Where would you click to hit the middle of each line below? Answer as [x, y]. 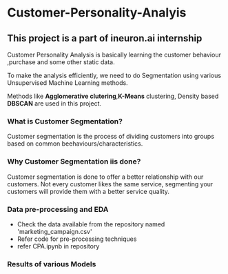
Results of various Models [52, 264]
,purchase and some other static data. [61, 62]
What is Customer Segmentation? [65, 121]
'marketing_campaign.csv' [54, 231]
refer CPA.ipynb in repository [58, 246]
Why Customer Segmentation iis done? [74, 162]
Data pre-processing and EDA [58, 209]
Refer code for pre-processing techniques [77, 239]
